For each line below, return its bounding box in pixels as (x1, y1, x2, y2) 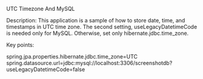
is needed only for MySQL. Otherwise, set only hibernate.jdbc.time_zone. (6, 30, 189, 37)
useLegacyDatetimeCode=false (6, 66, 85, 73)
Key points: (6, 42, 35, 48)
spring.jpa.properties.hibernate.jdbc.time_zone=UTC (6, 53, 138, 60)
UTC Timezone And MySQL (6, 5, 75, 12)
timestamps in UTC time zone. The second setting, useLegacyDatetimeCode (6, 24, 198, 30)
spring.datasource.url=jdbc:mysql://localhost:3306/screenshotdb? (6, 60, 173, 66)
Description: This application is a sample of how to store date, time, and (6, 17, 185, 24)
